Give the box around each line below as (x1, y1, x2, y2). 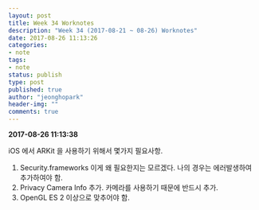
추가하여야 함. (19, 173, 64, 182)
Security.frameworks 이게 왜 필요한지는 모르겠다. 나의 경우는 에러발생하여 (19, 163, 253, 172)
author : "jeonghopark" (8, 93, 84, 101)
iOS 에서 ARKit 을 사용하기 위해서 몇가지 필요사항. (8, 146, 163, 155)
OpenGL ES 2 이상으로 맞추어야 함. (19, 192, 130, 202)
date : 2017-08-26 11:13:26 (8, 33, 98, 42)
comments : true (8, 108, 59, 116)
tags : (8, 56, 26, 64)
